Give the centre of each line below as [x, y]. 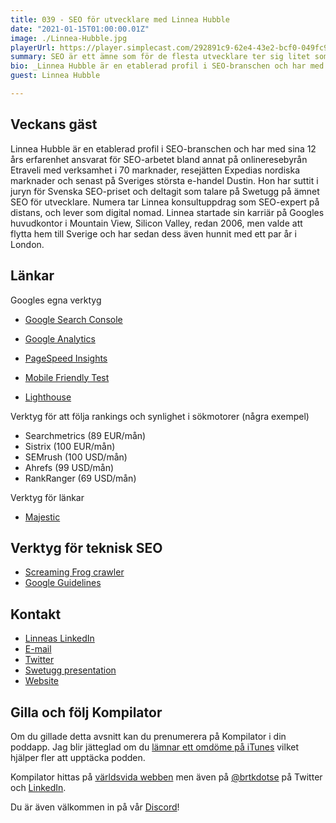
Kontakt [36, 614]
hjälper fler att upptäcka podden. [78, 757]
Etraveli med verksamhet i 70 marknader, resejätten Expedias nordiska [155, 170]
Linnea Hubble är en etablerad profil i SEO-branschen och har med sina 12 [163, 148]
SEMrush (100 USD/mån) [76, 457]
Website [42, 681]
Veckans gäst [54, 124]
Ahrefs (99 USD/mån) [69, 467]
